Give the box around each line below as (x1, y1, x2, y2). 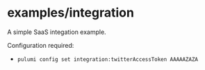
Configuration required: (7, 41, 74, 49)
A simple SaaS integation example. (7, 28, 106, 36)
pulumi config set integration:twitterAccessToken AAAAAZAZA (17, 55, 199, 63)
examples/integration (7, 5, 134, 21)
